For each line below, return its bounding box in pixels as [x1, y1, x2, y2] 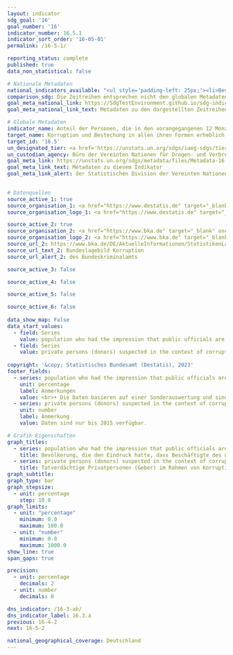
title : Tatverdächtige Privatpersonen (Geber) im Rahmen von [19, 464, 200, 472]
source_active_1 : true [7, 196, 73, 203]
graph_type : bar [7, 477, 54, 484]
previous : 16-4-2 [7, 618, 58, 625]
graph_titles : [7, 439, 49, 445]
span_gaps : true [7, 554, 54, 562]
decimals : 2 [19, 580, 54, 587]
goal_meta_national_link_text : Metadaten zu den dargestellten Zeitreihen [7, 106, 228, 113]
